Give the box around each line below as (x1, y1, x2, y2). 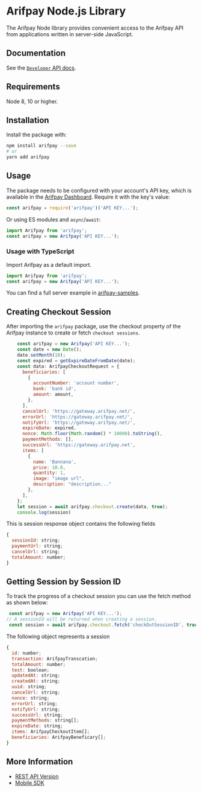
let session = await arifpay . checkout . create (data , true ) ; (17, 503, 168, 509)
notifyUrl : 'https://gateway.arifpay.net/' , (22, 420, 136, 426)
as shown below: (6, 599, 48, 606)
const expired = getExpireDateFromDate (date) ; (17, 357, 136, 363)
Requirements (6, 81, 60, 92)
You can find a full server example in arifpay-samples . (6, 289, 140, 296)
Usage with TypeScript (6, 247, 75, 256)
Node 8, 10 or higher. (6, 98, 58, 105)
